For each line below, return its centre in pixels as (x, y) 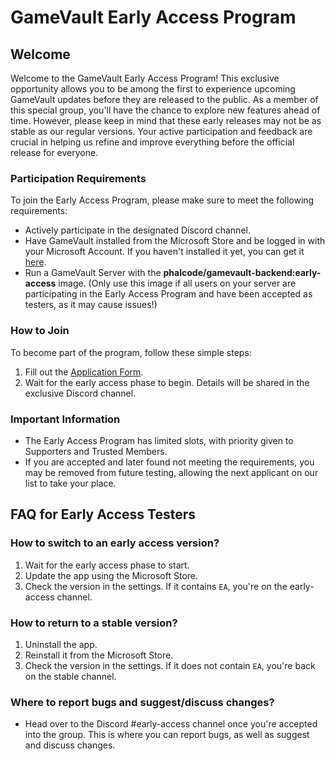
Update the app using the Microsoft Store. (111, 575)
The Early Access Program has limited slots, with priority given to (159, 440)
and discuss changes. (70, 745)
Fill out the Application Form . (84, 372)
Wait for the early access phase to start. (107, 565)
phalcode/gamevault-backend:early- (242, 273)
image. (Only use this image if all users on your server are (177, 283)
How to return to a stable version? (94, 623)
